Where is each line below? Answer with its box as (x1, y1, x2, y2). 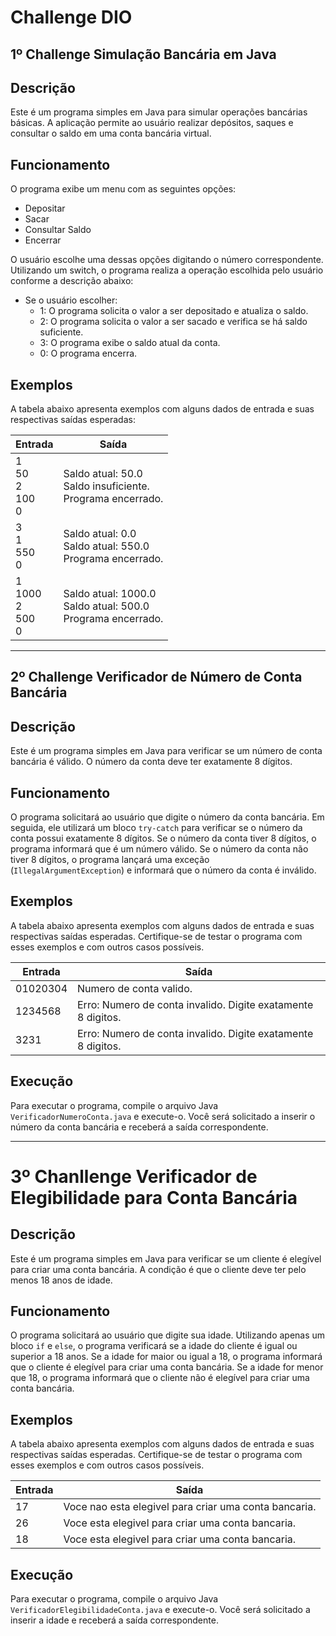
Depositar (24, 202, 66, 215)
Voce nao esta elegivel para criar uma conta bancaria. (63, 1500, 317, 1514)
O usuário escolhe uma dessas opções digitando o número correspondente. (10, 254, 324, 266)
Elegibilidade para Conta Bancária (10, 1186, 298, 1209)
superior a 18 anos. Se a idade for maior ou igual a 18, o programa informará (10, 1351, 323, 1363)
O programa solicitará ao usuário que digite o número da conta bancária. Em (10, 811, 325, 823)
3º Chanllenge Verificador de (10, 1165, 258, 1188)
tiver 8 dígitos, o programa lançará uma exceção (10, 854, 210, 866)
